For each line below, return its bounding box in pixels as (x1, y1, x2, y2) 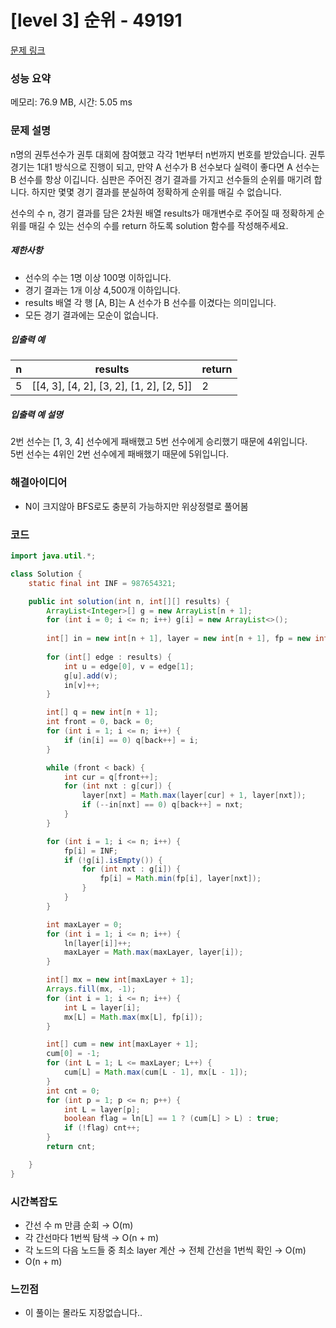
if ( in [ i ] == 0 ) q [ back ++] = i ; (63, 735, 199, 745)
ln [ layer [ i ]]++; (63, 938, 132, 948)
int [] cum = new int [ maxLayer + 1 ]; (46, 1039, 199, 1050)
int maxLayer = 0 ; (46, 919, 123, 930)
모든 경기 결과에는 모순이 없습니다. (24, 309, 159, 321)
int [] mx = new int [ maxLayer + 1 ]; (46, 975, 195, 985)
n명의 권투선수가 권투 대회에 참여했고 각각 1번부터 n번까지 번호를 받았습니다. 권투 (10, 148, 326, 160)
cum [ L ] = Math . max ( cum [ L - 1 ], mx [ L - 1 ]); (63, 1067, 248, 1078)
